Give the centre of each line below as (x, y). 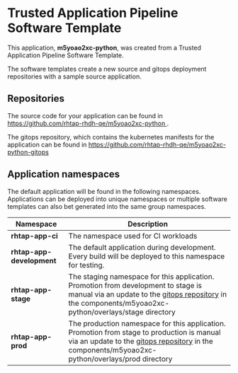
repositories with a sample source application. (74, 76)
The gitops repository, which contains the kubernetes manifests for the (111, 137)
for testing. (86, 265)
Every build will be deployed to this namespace (147, 256)
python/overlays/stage (106, 311)
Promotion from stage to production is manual (144, 332)
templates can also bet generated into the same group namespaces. (107, 206)
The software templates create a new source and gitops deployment (107, 69)
